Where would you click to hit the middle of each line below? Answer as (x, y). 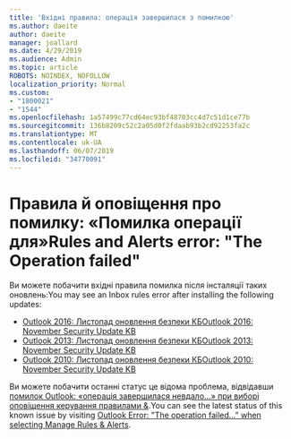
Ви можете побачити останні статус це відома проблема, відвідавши (141, 387)
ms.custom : (30, 92)
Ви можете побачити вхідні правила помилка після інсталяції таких (138, 285)
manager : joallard (43, 43)
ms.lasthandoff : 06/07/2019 (62, 151)
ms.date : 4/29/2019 (46, 51)
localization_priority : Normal (68, 84)
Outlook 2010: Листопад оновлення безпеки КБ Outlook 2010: (137, 360)
